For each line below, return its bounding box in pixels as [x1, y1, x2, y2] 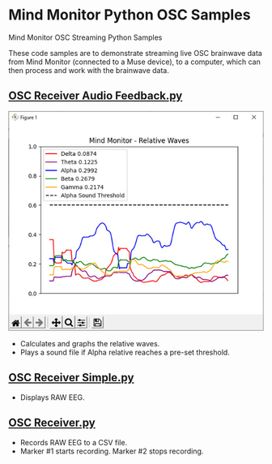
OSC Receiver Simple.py [8, 371, 134, 385]
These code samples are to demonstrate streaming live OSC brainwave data [8, 48, 263, 58]
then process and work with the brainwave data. [8, 65, 170, 75]
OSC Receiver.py [8, 416, 96, 430]
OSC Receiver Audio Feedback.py [8, 89, 183, 103]
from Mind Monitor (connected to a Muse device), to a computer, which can [8, 57, 261, 67]
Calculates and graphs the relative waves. [19, 339, 160, 349]
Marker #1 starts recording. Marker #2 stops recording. [19, 446, 204, 456]
